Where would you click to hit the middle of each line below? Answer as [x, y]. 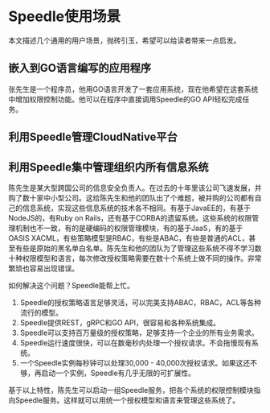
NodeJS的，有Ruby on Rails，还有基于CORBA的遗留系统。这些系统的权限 [130, 217]
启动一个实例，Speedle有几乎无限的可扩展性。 [118, 373]
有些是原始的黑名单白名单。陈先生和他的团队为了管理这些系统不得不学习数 [138, 248]
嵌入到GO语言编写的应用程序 [80, 68]
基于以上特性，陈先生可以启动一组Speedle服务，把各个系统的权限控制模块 [131, 390]
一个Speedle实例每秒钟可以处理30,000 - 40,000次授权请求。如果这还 [135, 362]
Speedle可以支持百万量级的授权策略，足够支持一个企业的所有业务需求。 [139, 332]
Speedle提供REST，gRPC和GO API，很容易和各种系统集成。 [120, 322]
